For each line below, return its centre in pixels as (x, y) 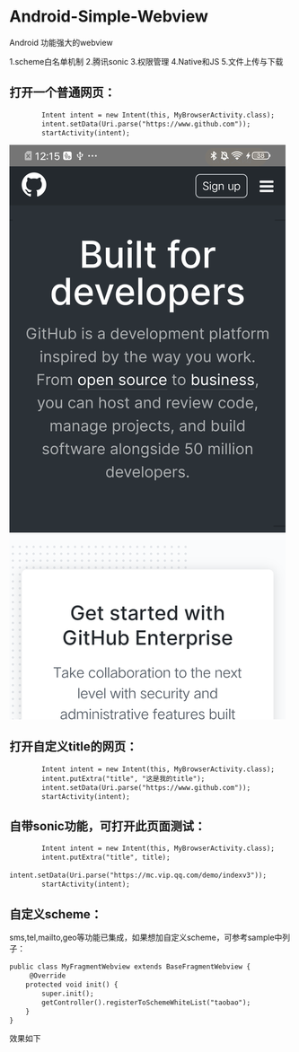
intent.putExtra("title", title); (106, 858)
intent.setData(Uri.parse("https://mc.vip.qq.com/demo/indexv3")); (138, 876)
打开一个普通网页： (62, 93)
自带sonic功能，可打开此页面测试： (108, 826)
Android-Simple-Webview (109, 17)
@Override (48, 976)
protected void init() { (72, 985)
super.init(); (68, 994)
